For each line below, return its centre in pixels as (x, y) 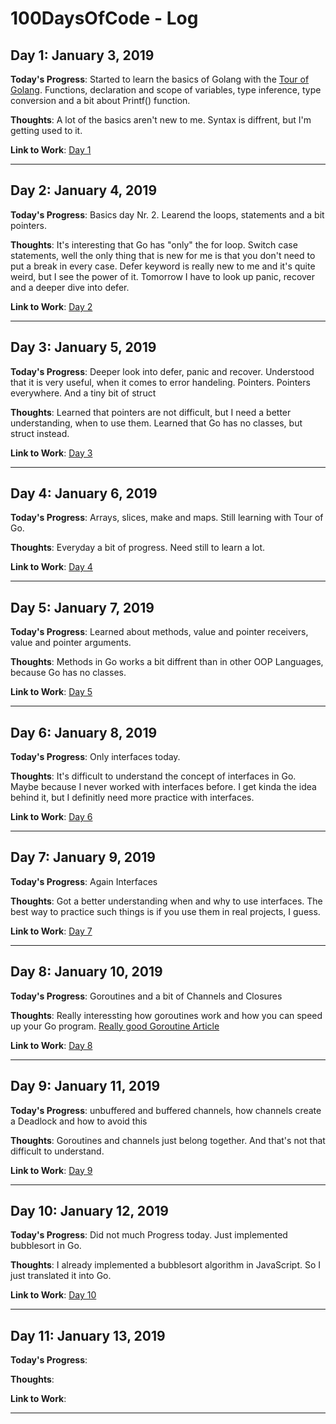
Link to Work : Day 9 (51, 1170)
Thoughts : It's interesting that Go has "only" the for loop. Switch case (154, 244)
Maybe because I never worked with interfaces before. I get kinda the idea (163, 787)
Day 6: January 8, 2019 (84, 732)
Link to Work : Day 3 (51, 453)
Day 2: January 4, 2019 (84, 190)
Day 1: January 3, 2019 (82, 55)
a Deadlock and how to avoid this (79, 1121)
